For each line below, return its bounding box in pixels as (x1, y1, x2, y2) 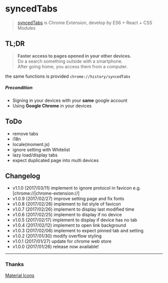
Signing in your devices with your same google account (12, 97, 127, 103)
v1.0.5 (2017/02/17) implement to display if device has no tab (12, 217, 137, 223)
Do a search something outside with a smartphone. (17, 58, 123, 64)
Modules (17, 25, 36, 31)
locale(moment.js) (12, 141, 50, 147)
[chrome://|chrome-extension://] (12, 190, 80, 196)
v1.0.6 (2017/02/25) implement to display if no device (12, 212, 122, 218)
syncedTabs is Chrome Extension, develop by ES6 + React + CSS (17, 20, 152, 26)
